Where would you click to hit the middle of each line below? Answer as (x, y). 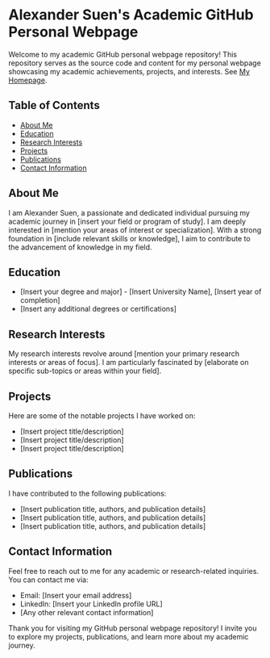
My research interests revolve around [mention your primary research (124, 354)
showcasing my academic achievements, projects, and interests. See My (129, 71)
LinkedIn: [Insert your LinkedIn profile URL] (91, 604)
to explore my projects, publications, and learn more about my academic (129, 636)
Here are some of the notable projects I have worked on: (102, 416)
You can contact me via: (48, 580)
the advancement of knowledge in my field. (80, 247)
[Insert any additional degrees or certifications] (98, 309)
